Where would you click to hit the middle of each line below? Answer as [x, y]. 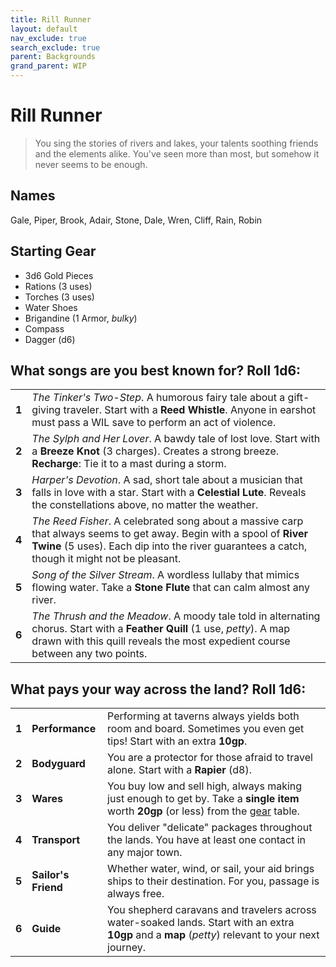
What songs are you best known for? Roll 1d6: [156, 370]
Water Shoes [51, 307]
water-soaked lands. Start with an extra [201, 923]
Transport [56, 840]
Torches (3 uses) [59, 297]
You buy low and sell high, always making [205, 786]
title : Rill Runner [51, 19]
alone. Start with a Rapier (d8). [179, 770]
